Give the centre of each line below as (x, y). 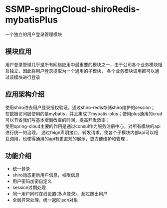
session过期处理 (29, 187)
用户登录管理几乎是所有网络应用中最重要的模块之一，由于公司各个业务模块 (82, 64)
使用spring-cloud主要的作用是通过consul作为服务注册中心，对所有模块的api (83, 126)
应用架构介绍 (25, 94)
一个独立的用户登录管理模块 (34, 34)
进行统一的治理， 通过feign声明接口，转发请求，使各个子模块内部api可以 (80, 132)
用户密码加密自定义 (32, 181)
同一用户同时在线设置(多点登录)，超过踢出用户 (60, 194)
